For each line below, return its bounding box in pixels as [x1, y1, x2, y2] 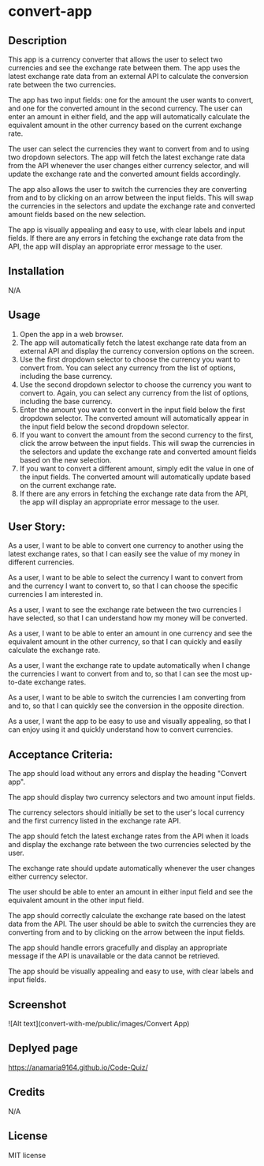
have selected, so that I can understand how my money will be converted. [8, 613, 248, 623]
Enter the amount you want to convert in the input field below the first [19, 405, 246, 414]
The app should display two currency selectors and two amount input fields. [8, 793, 255, 802]
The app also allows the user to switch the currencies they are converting [8, 185, 247, 193]
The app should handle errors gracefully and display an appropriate [8, 943, 228, 953]
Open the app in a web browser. [19, 329, 124, 339]
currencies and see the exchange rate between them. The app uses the [8, 63, 240, 73]
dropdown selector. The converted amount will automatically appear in [19, 413, 250, 422]
